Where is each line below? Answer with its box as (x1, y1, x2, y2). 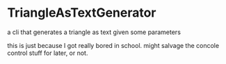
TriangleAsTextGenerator (7, 5, 156, 21)
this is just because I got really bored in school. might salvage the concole (7, 41, 220, 49)
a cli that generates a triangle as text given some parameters (7, 28, 181, 36)
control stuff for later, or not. (7, 49, 88, 57)
